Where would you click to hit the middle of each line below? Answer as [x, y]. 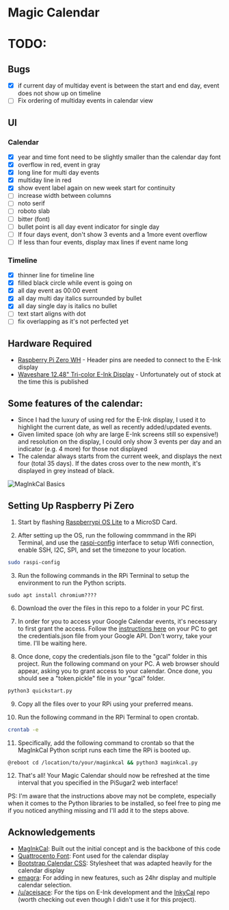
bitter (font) [34, 219]
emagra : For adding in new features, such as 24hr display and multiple [117, 878]
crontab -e [23, 730]
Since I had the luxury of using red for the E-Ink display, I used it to [111, 420]
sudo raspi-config [34, 562]
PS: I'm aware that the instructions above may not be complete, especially [112, 796]
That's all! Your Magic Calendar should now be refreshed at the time [114, 776]
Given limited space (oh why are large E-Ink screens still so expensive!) [118, 434]
